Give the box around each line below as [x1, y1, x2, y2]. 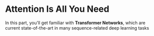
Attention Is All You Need [5, 3, 110, 15]
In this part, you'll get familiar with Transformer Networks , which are [5, 20, 146, 26]
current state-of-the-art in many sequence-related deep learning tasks [5, 25, 150, 31]
